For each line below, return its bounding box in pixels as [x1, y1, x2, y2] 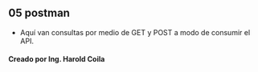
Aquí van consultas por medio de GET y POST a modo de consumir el [19, 27, 251, 37]
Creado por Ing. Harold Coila [8, 54, 105, 64]
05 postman [8, 6, 71, 20]
